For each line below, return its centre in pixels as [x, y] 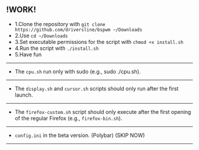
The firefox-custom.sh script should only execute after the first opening [103, 111]
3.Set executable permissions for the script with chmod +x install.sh [99, 42]
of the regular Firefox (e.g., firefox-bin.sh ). [68, 118]
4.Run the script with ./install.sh [57, 48]
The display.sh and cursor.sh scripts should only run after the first [97, 88]
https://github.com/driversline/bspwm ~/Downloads [78, 30]
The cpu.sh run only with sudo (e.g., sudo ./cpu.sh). [78, 71]
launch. [24, 95]
